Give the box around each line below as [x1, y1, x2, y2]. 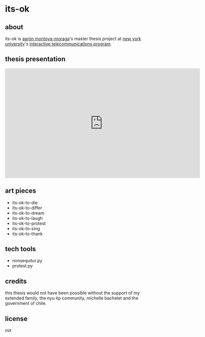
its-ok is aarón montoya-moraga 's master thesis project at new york [5, 36, 141, 41]
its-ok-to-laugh [12, 215, 43, 221]
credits [5, 277, 27, 285]
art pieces [5, 187, 37, 195]
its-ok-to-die [12, 199, 38, 205]
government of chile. [5, 300, 47, 306]
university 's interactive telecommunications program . [5, 41, 112, 47]
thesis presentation [5, 55, 66, 63]
